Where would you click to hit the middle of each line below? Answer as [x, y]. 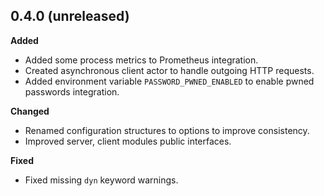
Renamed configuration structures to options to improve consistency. [167, 130]
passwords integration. [72, 91]
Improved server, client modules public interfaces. [128, 141]
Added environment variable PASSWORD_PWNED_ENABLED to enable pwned [169, 81]
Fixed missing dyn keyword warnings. [101, 180]
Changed [30, 111]
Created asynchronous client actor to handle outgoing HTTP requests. [169, 70]
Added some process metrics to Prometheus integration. [141, 60]
